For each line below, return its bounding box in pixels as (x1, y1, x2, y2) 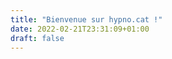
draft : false (10, 33, 65, 43)
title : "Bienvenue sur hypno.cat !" (10, 14, 163, 25)
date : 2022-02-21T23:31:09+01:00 (10, 24, 150, 34)
